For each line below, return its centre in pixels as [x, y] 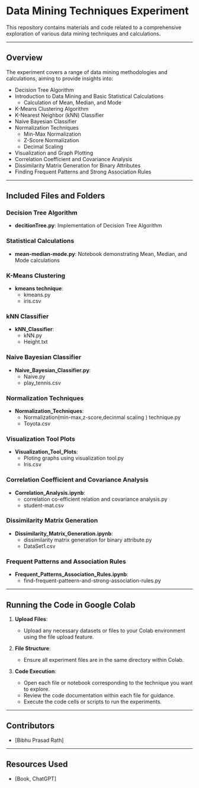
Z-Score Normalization [51, 140]
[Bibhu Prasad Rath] [39, 740]
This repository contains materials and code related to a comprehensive [94, 27]
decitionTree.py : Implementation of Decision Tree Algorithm [88, 226]
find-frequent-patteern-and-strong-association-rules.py [92, 581]
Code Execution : [36, 671]
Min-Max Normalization [52, 134]
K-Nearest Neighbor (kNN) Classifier [59, 115]
